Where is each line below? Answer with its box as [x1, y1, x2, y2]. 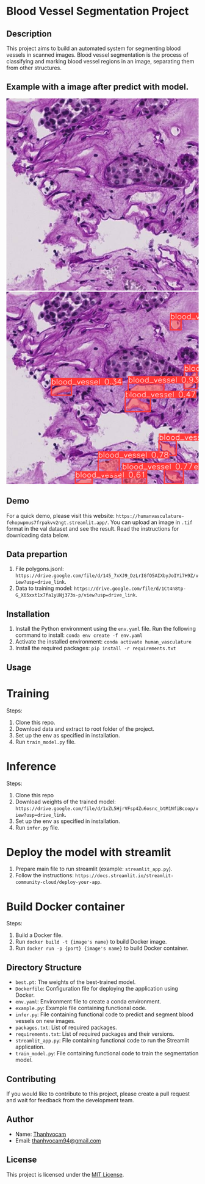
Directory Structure [6, 962, 82, 972]
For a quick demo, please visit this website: [6, 512, 115, 519]
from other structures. [6, 64, 62, 71]
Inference [6, 759, 57, 773]
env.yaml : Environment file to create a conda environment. [15, 998, 162, 1005]
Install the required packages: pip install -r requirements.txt [15, 645, 176, 652]
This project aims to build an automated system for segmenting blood [6, 45, 181, 52]
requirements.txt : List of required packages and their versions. [15, 1030, 175, 1038]
